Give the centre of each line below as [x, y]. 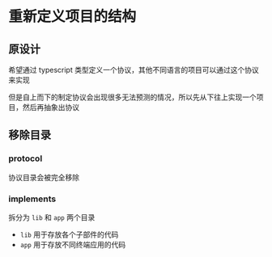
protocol [25, 158]
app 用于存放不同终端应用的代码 [73, 244]
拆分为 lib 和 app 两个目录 [52, 217]
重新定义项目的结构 [72, 17]
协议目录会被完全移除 [44, 177]
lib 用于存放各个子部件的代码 [69, 234]
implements [32, 199]
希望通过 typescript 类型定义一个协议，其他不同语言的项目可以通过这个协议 [134, 70]
